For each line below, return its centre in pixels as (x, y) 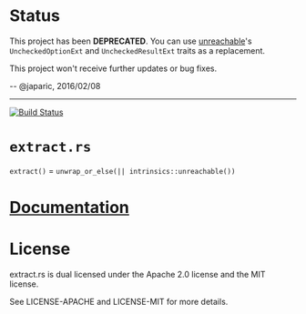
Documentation (70, 208)
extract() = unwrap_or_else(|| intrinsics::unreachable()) (122, 170)
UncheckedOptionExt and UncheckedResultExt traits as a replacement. (138, 50)
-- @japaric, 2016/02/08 (55, 86)
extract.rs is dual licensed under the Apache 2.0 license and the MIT (138, 274)
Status (35, 16)
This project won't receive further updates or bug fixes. (113, 68)
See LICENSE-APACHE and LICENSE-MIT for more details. (119, 302)
